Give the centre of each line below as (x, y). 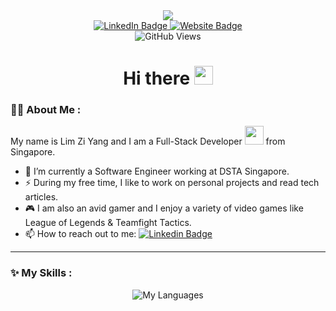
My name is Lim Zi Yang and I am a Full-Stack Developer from (148, 141)
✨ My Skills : (41, 273)
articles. (41, 197)
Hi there (157, 78)
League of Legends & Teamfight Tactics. (108, 223)
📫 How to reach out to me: (80, 234)
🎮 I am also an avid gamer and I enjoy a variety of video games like (164, 208)
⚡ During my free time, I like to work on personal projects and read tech (172, 183)
